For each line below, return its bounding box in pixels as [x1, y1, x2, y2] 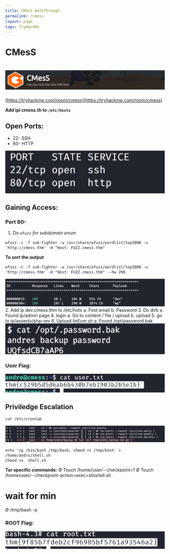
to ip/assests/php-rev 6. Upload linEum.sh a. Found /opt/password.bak [5, 318, 153, 324]
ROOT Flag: [5, 520, 34, 527]
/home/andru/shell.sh [5, 453, 51, 458]
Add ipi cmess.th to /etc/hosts [5, 107, 71, 113]
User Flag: [5, 362, 31, 369]
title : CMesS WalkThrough [5, 8, 60, 13]
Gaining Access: [5, 203, 58, 212]
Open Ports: [5, 122, 44, 130]
